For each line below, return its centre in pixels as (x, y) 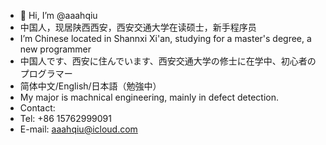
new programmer (55, 49)
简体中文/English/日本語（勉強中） (90, 86)
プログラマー (46, 73)
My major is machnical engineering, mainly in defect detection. (149, 97)
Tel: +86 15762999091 (65, 118)
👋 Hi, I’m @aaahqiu (58, 15)
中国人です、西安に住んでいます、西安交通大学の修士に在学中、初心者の (168, 61)
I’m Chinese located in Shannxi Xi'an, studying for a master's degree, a (165, 38)
